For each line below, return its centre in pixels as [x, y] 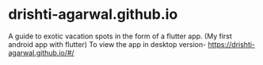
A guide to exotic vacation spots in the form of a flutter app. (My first [120, 36]
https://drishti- [232, 44]
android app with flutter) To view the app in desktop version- [107, 44]
